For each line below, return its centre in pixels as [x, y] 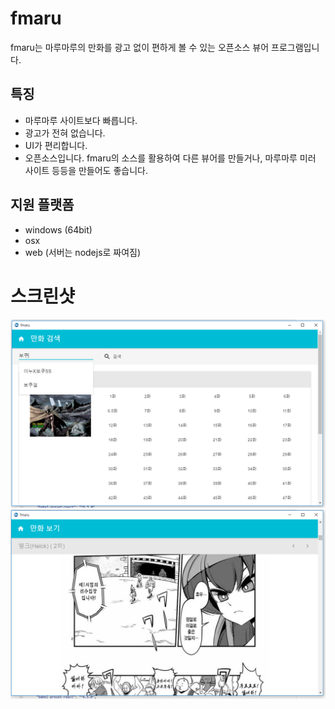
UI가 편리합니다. [56, 145]
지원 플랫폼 [42, 205]
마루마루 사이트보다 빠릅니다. [81, 120]
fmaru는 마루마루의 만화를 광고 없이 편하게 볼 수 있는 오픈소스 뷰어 [140, 47]
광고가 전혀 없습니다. [65, 133]
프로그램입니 [295, 47]
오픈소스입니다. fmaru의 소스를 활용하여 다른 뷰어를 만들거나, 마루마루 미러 [170, 158]
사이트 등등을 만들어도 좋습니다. [86, 170]
